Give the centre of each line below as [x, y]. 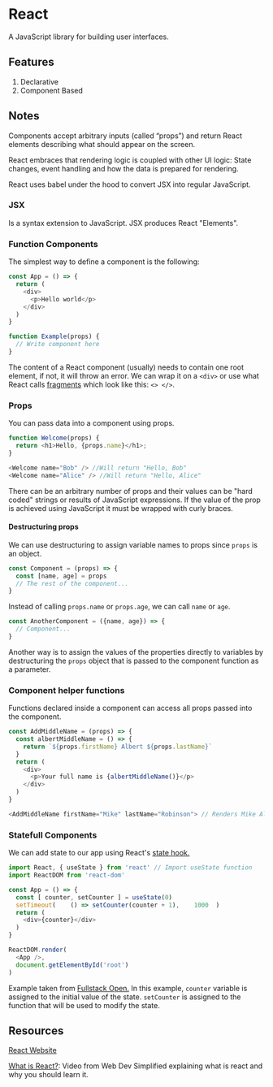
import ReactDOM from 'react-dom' [67, 875]
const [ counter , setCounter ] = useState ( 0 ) [94, 897]
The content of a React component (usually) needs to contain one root [126, 367]
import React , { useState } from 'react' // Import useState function [130, 868]
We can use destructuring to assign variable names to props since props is [133, 544]
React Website [32, 1050]
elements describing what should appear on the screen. [102, 144]
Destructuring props [43, 527]
